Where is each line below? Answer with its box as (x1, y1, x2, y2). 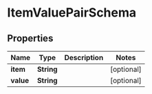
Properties (7, 32, 54, 44)
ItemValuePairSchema (7, 5, 137, 21)
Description (64, 53, 104, 62)
